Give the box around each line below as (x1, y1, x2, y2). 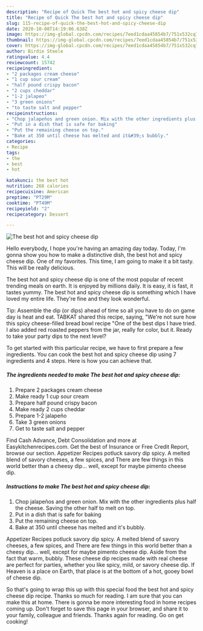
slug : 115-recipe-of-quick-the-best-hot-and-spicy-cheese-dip (6, 20, 166, 26)
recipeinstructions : (6, 110, 59, 116)
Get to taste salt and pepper (14, 425, 85, 432)
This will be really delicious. (6, 264, 76, 271)
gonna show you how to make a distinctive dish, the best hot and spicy (6, 251, 182, 259)
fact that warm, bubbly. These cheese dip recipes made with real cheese (6, 555, 188, 562)
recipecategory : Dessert (6, 211, 69, 217)
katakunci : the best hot (6, 177, 69, 183)
